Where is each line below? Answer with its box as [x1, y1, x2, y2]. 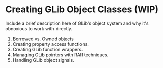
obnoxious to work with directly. [5, 25, 72, 31]
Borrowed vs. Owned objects [12, 36, 74, 42]
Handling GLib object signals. [12, 57, 75, 63]
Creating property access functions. [12, 41, 89, 47]
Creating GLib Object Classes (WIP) [5, 4, 159, 15]
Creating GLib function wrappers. [12, 46, 83, 52]
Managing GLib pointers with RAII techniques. [12, 52, 109, 58]
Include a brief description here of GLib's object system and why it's [5, 20, 149, 26]
